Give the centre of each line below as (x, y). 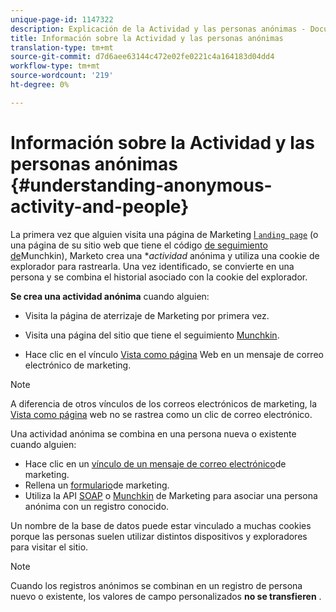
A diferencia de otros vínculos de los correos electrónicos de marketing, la (164, 403)
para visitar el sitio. (49, 547)
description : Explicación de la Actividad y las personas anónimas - (158, 29)
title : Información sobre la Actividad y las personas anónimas (147, 38)
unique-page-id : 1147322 (62, 19)
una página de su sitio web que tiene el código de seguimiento (139, 245)
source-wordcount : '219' (62, 76)
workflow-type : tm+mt (55, 66)
